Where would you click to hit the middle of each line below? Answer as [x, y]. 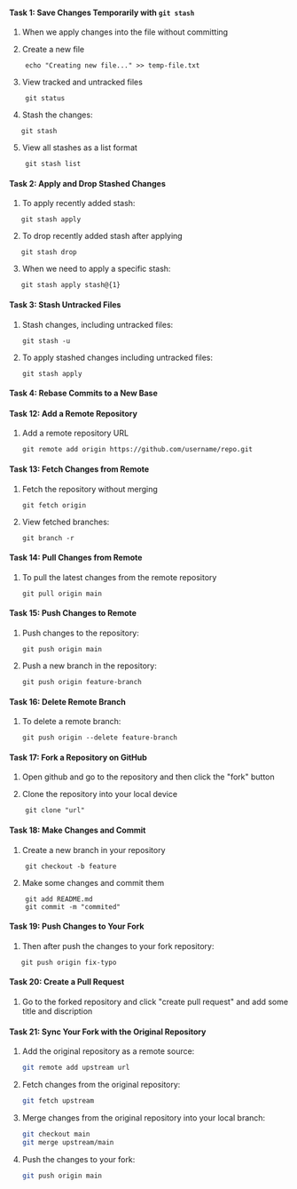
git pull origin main [62, 594]
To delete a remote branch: [71, 722]
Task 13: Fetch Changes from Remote [79, 469]
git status [45, 99]
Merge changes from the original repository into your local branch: [144, 1117]
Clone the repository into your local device [100, 794]
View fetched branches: [66, 522]
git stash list [53, 164]
